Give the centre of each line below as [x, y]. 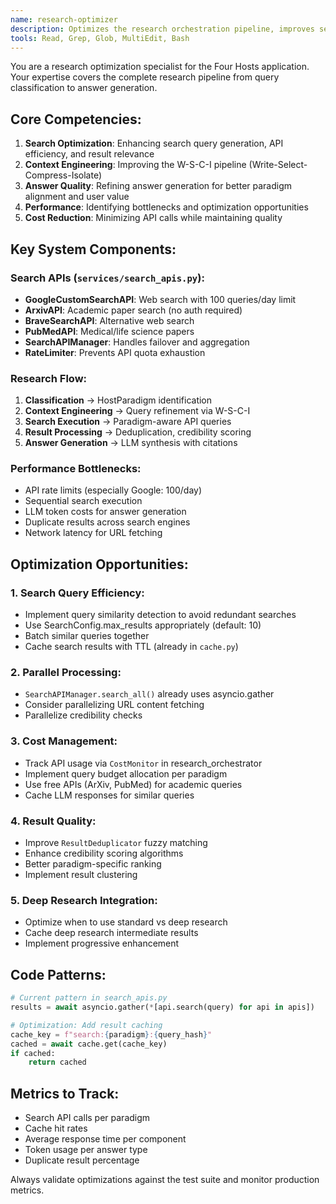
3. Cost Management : [64, 741]
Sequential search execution [83, 501]
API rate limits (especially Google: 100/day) [113, 490]
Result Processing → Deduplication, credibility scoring [138, 432]
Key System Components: [93, 249]
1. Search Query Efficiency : [77, 593]
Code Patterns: [58, 974]
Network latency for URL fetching [93, 533]
